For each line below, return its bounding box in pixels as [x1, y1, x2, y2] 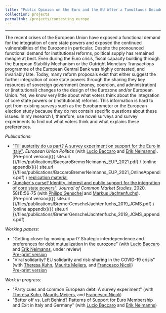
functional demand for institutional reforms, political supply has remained [5, 50, 154, 56]
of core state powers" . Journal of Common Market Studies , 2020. [12, 185, 146, 191]
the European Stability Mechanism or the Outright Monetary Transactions [5, 61, 154, 67]
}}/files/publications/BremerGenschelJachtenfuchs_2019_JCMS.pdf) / [12, 201, 155, 207]
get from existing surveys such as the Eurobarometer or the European [5, 103, 147, 109]
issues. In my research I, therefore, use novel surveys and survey [5, 113, 138, 119]
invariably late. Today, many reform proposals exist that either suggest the [5, 71, 156, 77]
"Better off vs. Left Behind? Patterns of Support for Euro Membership [12, 297, 153, 303]
